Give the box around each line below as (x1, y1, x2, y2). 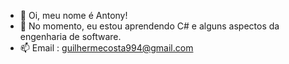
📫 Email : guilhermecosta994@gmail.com (19, 42, 194, 54)
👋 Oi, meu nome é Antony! (19, 10, 128, 21)
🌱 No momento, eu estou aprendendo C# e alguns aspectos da (19, 20, 280, 32)
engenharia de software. (19, 31, 122, 42)
